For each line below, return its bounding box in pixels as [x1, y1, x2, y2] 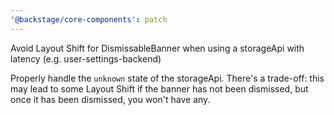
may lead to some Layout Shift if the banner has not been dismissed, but [10, 82, 309, 95]
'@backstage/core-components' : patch [10, 14, 168, 25]
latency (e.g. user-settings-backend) [10, 52, 162, 65]
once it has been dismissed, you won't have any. [10, 93, 211, 105]
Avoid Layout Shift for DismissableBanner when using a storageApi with [10, 42, 305, 54]
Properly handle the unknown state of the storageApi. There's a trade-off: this [10, 72, 325, 84]
